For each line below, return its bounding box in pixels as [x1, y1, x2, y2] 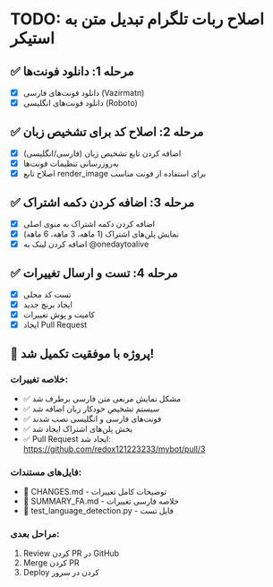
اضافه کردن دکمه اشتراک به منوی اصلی [22, 218, 156, 229]
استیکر [10, 28, 55, 48]
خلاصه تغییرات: [10, 373, 69, 385]
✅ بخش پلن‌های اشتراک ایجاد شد [22, 423, 133, 434]
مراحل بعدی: [10, 528, 61, 540]
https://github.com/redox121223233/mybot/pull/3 [22, 444, 206, 454]
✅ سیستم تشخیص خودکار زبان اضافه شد [22, 403, 160, 414]
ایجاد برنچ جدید [22, 299, 73, 309]
